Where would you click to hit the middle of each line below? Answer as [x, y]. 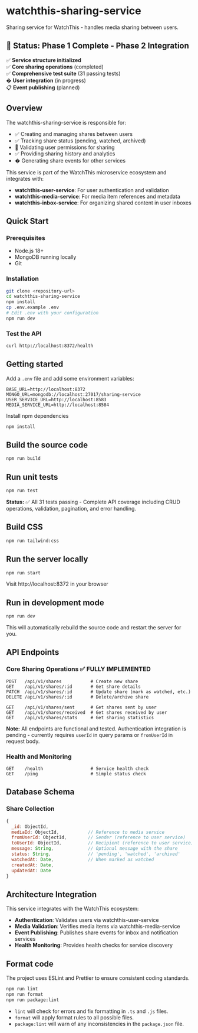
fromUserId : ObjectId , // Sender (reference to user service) [98, 837]
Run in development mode [55, 602]
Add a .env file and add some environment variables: [70, 378]
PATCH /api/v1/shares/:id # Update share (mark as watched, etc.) [99, 692]
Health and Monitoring [39, 756]
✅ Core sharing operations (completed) [55, 67]
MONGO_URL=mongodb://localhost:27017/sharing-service [74, 394]
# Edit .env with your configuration [52, 313]
